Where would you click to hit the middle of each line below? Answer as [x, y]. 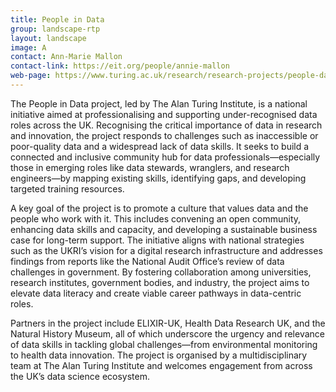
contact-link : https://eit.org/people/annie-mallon [120, 66]
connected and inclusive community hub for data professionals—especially [165, 157]
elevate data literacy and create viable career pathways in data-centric [156, 293]
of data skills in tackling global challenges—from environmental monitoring [164, 344]
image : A [28, 47]
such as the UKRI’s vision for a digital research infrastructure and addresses [166, 250]
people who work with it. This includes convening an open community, [156, 218]
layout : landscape [48, 38]
